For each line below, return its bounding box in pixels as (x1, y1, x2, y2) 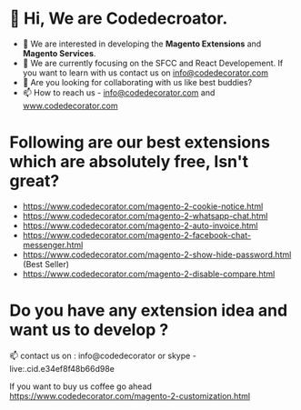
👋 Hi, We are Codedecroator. (9, 8, 228, 29)
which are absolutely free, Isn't (9, 152, 248, 172)
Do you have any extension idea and (9, 300, 288, 321)
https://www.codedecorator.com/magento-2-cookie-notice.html (22, 200, 264, 212)
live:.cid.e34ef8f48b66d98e (9, 363, 115, 374)
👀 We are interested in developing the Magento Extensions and (22, 38, 262, 49)
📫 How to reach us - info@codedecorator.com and (22, 86, 216, 98)
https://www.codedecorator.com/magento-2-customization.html (9, 390, 251, 401)
